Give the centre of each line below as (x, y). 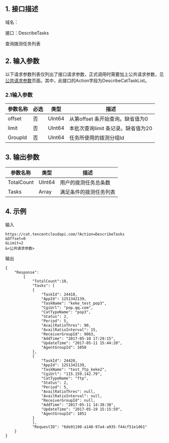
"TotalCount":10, (50, 281)
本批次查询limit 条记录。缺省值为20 (111, 128)
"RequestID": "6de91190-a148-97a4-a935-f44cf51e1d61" (90, 427)
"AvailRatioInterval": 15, (69, 329)
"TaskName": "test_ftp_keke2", (74, 369)
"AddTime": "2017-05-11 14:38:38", (78, 405)
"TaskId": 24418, (59, 294)
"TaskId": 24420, (59, 361)
